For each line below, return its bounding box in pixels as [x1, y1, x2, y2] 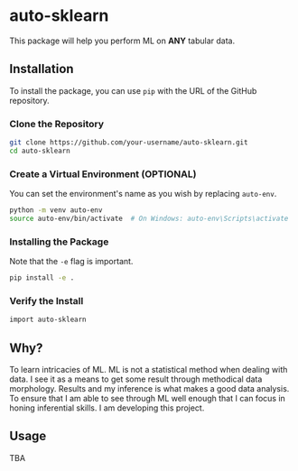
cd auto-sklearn [9, 146, 70, 155]
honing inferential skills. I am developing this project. [9, 402, 205, 413]
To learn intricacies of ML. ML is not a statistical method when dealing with [9, 365, 288, 374]
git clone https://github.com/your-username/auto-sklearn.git [9, 138, 248, 147]
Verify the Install [9, 294, 84, 307]
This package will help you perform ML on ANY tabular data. [9, 35, 236, 46]
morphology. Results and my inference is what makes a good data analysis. [9, 383, 290, 393]
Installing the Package [9, 235, 109, 248]
